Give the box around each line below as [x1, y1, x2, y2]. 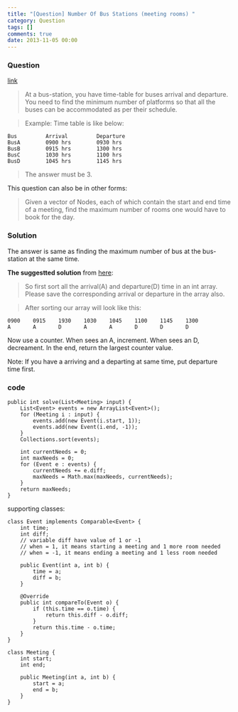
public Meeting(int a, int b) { [20, 674, 116, 681]
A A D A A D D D [7, 323, 190, 331]
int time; [20, 524, 50, 532]
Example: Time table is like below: [24, 119, 124, 128]
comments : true [7, 30, 53, 38]
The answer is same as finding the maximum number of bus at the [7, 247, 201, 255]
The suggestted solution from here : [7, 268, 114, 277]
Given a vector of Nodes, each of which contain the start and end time [24, 198, 231, 206]
